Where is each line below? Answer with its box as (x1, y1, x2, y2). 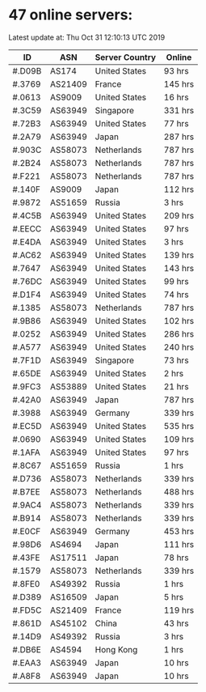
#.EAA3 (12, 657, 42, 669)
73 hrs (163, 354, 189, 366)
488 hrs (163, 486, 195, 497)
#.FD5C (12, 605, 42, 616)
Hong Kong (95, 643, 138, 655)
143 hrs (163, 262, 195, 274)
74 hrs (163, 289, 189, 300)
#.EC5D (12, 420, 42, 431)
